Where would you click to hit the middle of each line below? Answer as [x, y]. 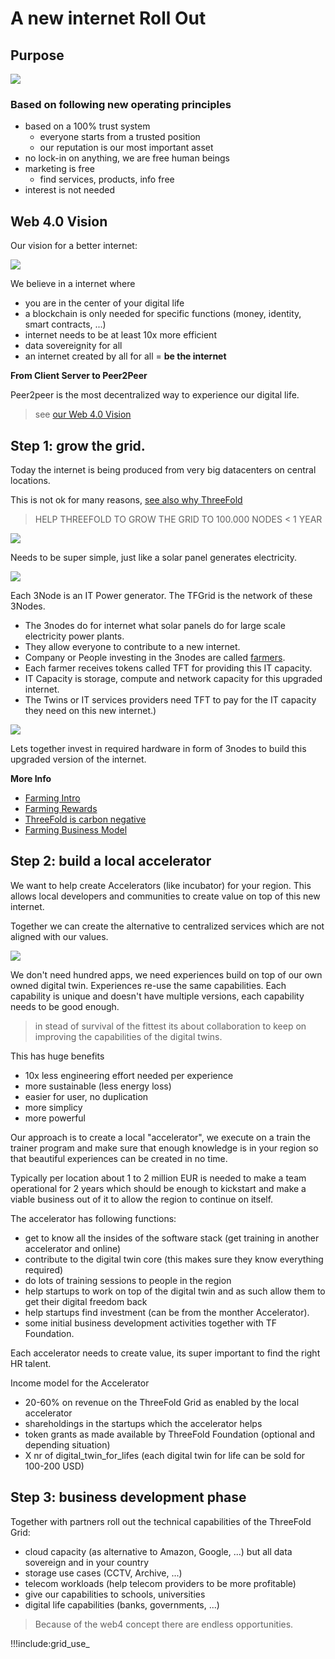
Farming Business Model [76, 829]
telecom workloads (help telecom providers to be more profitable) [160, 1583]
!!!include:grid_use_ [50, 1643]
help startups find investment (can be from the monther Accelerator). [167, 1312]
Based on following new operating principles [121, 104]
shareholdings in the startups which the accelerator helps [143, 1423]
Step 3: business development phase [128, 1497]
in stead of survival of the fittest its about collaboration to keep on [170, 1026]
